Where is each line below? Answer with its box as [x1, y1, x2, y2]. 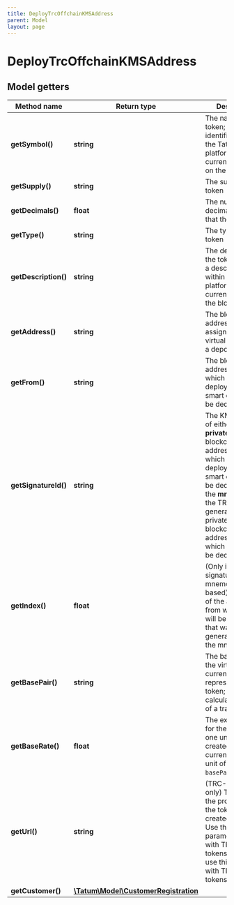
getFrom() [10, 377, 45, 387]
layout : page [7, 23, 45, 30]
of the [205, 597, 225, 606]
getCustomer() [10, 886, 61, 896]
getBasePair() [10, 678, 58, 687]
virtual [205, 336, 226, 345]
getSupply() [10, 181, 52, 191]
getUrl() [10, 827, 38, 837]
